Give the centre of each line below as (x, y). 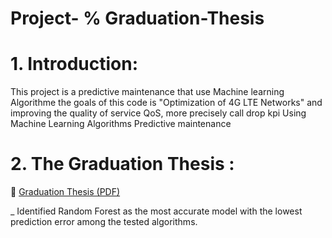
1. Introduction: (74, 64)
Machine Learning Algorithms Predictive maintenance (121, 124)
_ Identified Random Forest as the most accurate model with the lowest (156, 211)
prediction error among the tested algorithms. (104, 222)
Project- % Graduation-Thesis (137, 18)
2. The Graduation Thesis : (122, 164)
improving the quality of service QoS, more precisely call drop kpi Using (158, 113)
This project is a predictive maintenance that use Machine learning (147, 92)
